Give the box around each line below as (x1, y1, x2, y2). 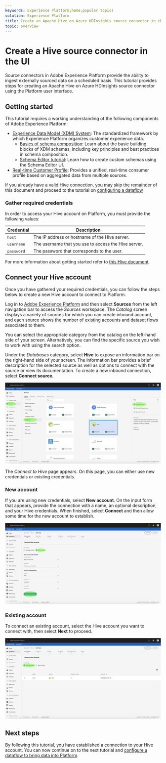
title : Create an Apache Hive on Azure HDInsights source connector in (5, 18, 156, 23)
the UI (5, 56, 30, 67)
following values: (5, 216, 40, 222)
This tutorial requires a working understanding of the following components (5, 116, 159, 121)
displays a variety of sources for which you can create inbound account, (5, 311, 153, 317)
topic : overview (5, 24, 39, 29)
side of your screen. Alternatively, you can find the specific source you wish (5, 337, 160, 343)
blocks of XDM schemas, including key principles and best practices (19, 146, 160, 152)
